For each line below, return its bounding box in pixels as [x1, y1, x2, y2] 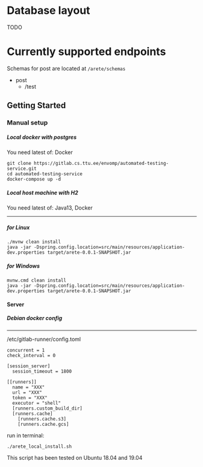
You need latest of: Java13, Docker [7, 204, 93, 211]
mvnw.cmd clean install [7, 277, 67, 284]
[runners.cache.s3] [17, 416, 67, 422]
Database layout [7, 4, 90, 18]
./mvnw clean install [7, 239, 61, 245]
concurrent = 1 [7, 347, 45, 353]
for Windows [7, 262, 40, 269]
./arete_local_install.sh [7, 443, 72, 449]
